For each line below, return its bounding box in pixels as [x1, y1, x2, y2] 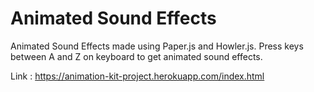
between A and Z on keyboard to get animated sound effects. [10, 50, 263, 62]
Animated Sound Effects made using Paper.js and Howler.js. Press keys [10, 40, 304, 52]
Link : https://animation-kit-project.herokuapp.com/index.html [10, 70, 265, 82]
